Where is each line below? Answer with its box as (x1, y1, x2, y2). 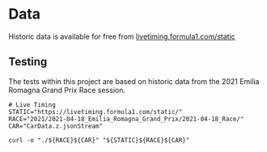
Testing (8, 55, 48, 69)
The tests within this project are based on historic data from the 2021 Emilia (8, 76, 260, 86)
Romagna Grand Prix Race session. (8, 85, 125, 95)
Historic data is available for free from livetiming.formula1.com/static (8, 32, 236, 41)
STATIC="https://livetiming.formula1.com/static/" (8, 108, 183, 116)
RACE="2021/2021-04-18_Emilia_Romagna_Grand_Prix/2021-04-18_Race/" (8, 115, 244, 123)
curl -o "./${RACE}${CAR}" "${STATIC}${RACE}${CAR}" (8, 136, 190, 144)
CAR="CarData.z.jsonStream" (8, 122, 104, 130)
